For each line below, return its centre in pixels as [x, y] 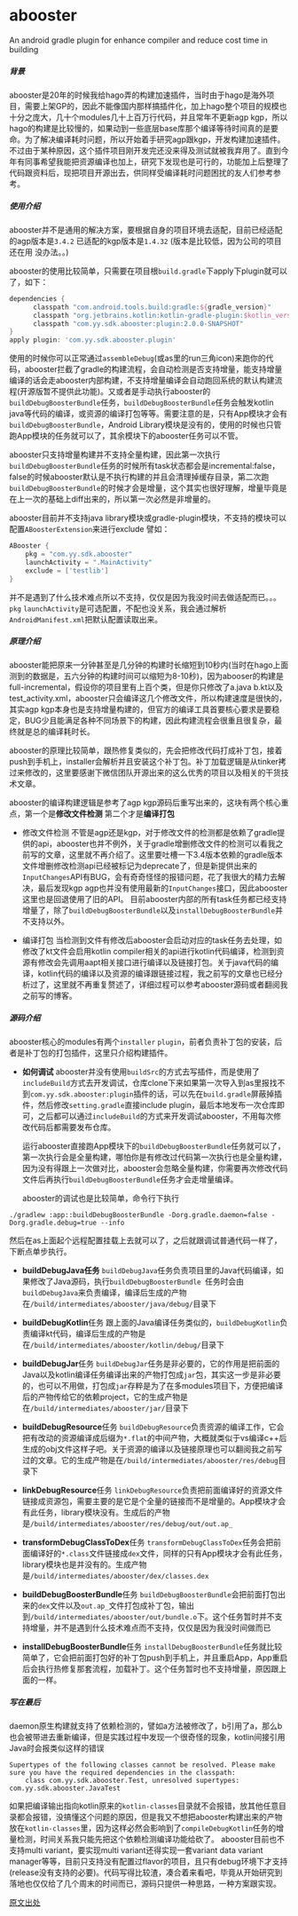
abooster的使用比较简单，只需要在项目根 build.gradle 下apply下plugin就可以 [149, 271]
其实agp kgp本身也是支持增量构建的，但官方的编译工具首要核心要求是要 [141, 709]
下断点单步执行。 [40, 1252]
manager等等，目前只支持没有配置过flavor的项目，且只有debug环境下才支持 [149, 1862]
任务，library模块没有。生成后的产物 [104, 1512]
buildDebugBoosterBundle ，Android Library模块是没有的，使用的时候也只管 [145, 425]
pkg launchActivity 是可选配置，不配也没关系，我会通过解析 [118, 608]
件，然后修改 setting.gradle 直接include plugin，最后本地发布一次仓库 [149, 1105]
